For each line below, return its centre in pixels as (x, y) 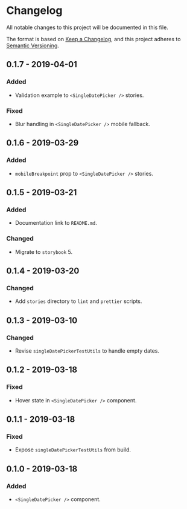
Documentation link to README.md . (56, 223)
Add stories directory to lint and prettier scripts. (78, 301)
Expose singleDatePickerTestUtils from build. (73, 450)
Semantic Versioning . (33, 45)
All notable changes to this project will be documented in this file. (87, 27)
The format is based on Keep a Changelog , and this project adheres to (93, 39)
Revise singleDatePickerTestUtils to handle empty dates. (87, 351)
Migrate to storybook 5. (44, 251)
